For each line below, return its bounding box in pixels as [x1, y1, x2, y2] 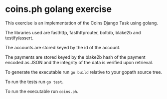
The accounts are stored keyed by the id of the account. [5, 44, 121, 50]
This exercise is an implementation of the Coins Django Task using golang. [5, 20, 159, 26]
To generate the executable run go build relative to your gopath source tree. [5, 69, 163, 75]
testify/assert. [5, 35, 34, 41]
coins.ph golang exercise [5, 3, 112, 15]
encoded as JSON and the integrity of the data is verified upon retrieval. [5, 59, 154, 65]
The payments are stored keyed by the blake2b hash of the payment [5, 54, 146, 60]
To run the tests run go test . [5, 79, 64, 85]
